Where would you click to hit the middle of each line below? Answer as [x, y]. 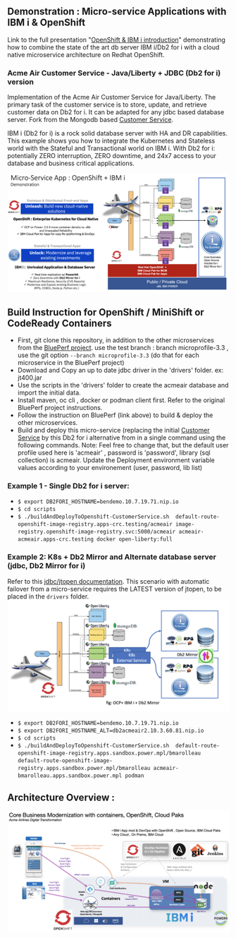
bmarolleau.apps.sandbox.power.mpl [70, 776]
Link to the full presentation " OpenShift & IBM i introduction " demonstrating [116, 40]
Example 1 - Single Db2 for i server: [68, 486]
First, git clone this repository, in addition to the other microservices [116, 340]
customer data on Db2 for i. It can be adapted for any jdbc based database [116, 112]
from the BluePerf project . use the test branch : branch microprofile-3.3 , [123, 348]
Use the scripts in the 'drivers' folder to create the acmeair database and [123, 385]
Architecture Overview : [61, 797]
